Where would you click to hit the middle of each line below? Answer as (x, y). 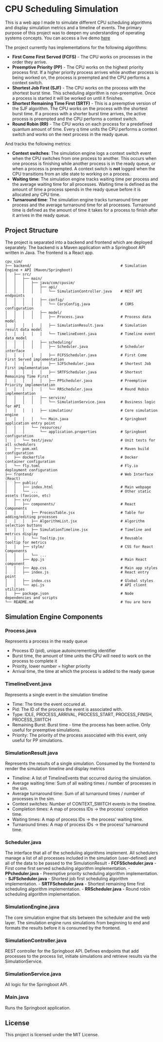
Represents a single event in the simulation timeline (56, 695)
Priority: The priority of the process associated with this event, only (80, 735)
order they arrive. (29, 62)
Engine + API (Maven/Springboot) (39, 270)
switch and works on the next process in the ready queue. (70, 134)
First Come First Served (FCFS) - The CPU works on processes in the (82, 56)
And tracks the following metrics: (38, 144)
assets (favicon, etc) (28, 495)
